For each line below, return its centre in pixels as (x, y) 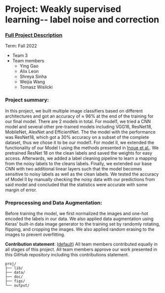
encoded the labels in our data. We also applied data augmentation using (80, 219)
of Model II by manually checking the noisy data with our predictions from (80, 179)
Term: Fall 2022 (21, 46)
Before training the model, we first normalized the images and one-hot (77, 214)
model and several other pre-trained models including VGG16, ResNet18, (79, 126)
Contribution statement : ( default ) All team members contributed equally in (82, 244)
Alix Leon (29, 71)
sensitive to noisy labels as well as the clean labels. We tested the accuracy (82, 174)
